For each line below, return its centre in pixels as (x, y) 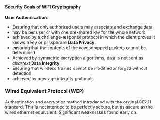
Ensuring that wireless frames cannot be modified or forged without (80, 69)
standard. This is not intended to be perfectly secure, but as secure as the (79, 107)
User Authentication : (27, 17)
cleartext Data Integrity (36, 63)
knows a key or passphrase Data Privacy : (54, 43)
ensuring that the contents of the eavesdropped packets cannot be (79, 48)
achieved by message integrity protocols (53, 79)
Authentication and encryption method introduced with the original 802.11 (78, 102)
